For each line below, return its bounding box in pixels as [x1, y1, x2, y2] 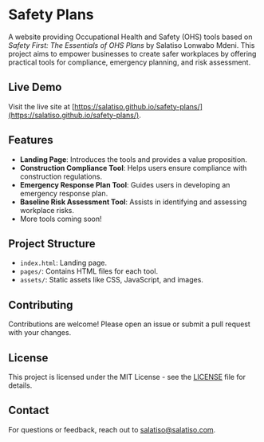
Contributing [8, 298, 73, 312]
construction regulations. [19, 172, 102, 181]
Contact [8, 404, 49, 417]
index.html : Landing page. [19, 258, 108, 268]
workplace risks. [19, 205, 74, 215]
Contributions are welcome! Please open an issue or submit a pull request [8, 319, 251, 329]
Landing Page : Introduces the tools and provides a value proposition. [19, 154, 247, 164]
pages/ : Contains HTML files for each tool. [19, 266, 158, 276]
